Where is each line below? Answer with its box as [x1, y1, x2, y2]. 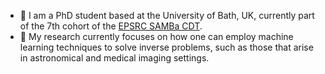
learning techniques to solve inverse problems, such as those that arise [19, 41, 314, 53]
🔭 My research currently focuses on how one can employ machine [19, 31, 294, 42]
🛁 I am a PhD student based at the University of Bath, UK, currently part [19, 10, 315, 21]
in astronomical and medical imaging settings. [19, 52, 210, 64]
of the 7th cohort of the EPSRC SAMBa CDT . [19, 20, 203, 32]
